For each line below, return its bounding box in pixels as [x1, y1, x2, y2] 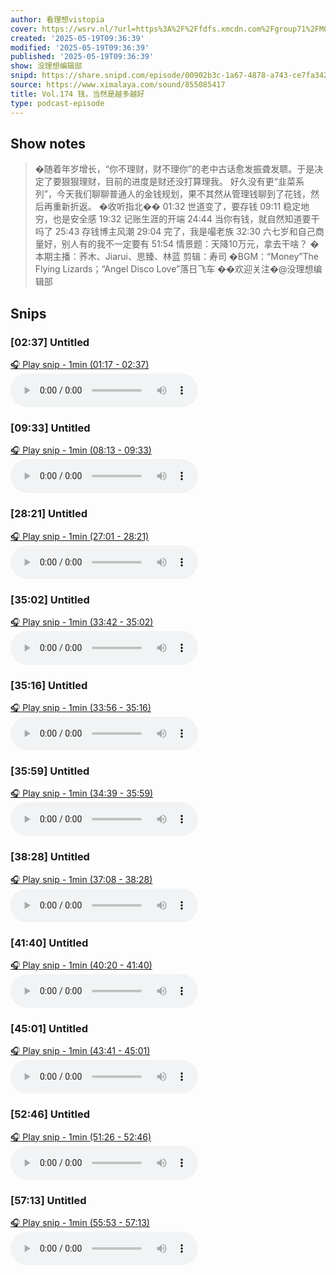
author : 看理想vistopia [10, 14, 105, 25]
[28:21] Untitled [10, 507, 88, 521]
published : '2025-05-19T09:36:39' [10, 52, 155, 62]
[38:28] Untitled [10, 850, 90, 864]
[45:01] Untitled [10, 1022, 89, 1035]
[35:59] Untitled [10, 764, 90, 778]
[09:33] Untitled [10, 421, 91, 435]
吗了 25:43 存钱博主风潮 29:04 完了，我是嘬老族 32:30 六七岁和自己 [34, 226, 316, 238]
